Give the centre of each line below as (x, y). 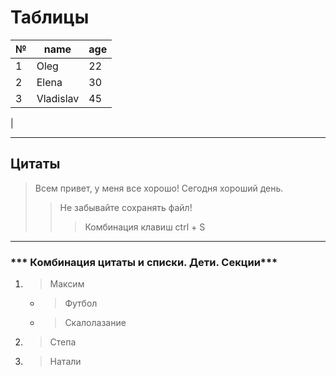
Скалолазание (95, 323)
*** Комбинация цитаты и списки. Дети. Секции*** (144, 262)
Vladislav (58, 98)
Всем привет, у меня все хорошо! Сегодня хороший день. (159, 188)
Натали (65, 362)
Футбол (81, 303)
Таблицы (50, 17)
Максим (67, 284)
